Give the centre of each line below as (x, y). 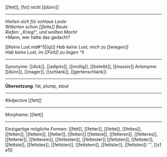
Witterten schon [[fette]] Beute (37, 27)
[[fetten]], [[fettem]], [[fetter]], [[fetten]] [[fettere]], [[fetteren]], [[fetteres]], (82, 134)
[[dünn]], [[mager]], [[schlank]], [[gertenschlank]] (56, 72)
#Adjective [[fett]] (23, 100)
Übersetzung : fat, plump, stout (37, 86)
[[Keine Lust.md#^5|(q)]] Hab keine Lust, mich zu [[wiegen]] (67, 47)
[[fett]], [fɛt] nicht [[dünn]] (32, 7)
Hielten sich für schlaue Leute (36, 21)
